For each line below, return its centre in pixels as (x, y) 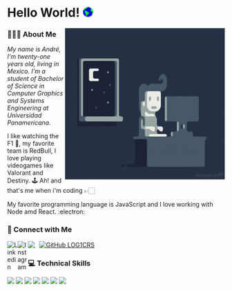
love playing (24, 158)
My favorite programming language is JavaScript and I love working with (110, 205)
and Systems (26, 101)
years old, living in (33, 64)
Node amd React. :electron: (46, 212)
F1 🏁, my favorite (31, 144)
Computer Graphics (35, 93)
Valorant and (25, 173)
